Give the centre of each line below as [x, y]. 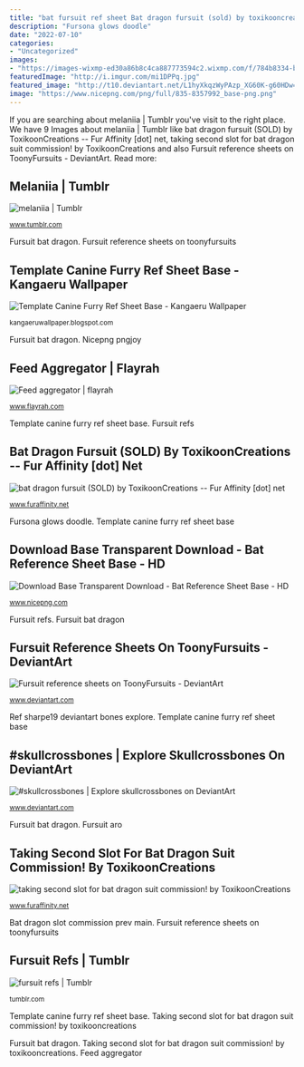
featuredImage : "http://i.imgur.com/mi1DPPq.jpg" [105, 77]
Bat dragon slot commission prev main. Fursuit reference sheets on [134, 922]
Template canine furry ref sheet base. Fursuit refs [102, 423]
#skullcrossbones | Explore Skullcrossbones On [147, 755]
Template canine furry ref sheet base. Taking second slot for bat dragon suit [152, 1015]
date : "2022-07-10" [46, 34]
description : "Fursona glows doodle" [81, 26]
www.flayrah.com [37, 406]
